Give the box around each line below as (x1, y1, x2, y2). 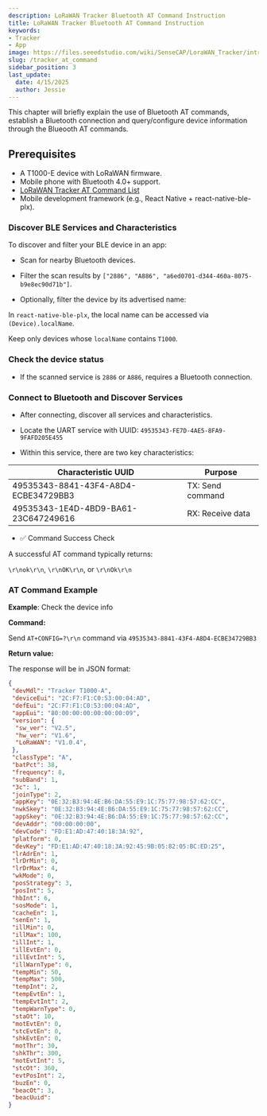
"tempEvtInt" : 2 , (11, 997, 69, 1005)
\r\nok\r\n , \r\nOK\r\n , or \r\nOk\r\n (8, 565, 133, 574)
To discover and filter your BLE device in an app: (8, 240, 167, 250)
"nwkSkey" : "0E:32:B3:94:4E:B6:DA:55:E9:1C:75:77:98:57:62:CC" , (11, 805, 229, 814)
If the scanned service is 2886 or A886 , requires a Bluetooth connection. (19, 371, 253, 382)
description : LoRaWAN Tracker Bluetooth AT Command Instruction (8, 11, 226, 20)
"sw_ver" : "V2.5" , (15, 724, 77, 732)
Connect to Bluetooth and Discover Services (8, 391, 184, 402)
